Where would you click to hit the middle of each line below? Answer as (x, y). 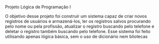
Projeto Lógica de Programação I (38, 7)
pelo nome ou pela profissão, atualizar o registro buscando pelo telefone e (80, 26)
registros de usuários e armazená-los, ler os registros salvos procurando (78, 21)
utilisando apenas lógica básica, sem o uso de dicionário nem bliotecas (76, 36)
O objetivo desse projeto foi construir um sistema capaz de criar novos (76, 16)
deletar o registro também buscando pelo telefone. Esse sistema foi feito (78, 31)
